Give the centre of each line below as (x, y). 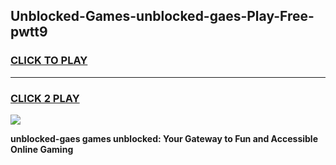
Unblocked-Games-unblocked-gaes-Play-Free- (162, 16)
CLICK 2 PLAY (45, 98)
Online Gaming (42, 149)
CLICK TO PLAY (49, 61)
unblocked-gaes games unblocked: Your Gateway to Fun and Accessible (164, 138)
